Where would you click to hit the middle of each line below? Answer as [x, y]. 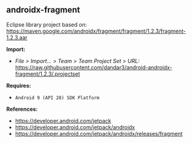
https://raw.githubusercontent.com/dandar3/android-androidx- [94, 67]
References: [22, 109]
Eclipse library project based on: [47, 24]
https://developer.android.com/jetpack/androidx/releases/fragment [99, 133]
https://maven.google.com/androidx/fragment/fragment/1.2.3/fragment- [96, 31]
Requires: [19, 85]
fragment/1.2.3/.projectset [48, 74]
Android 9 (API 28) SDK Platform [57, 98]
